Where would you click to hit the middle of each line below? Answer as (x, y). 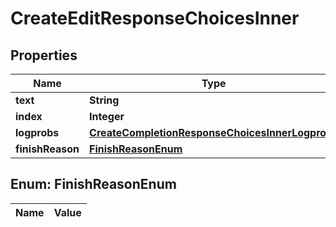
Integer (107, 116)
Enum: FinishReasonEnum (93, 184)
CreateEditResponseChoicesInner (155, 18)
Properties (44, 55)
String (104, 100)
